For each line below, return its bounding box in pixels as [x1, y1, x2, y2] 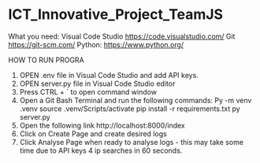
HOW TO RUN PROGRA [8, 55, 84, 65]
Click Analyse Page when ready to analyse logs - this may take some [19, 137, 244, 146]
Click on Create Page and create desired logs [19, 128, 167, 139]
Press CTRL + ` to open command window [19, 87, 158, 96]
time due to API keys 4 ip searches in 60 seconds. [19, 146, 183, 155]
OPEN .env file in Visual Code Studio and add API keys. [19, 70, 199, 80]
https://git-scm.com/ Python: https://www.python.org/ [8, 39, 184, 49]
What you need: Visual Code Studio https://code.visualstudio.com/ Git [8, 31, 236, 41]
